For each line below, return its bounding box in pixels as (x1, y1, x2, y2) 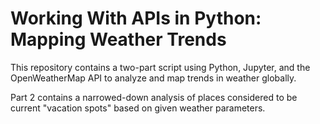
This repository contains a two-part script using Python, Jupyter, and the (10, 61, 311, 73)
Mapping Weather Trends (10, 28, 227, 51)
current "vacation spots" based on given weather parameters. (10, 102, 266, 114)
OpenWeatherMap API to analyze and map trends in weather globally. (10, 72, 297, 84)
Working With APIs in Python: (10, 7, 262, 30)
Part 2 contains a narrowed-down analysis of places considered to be (10, 91, 298, 103)
